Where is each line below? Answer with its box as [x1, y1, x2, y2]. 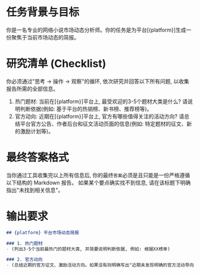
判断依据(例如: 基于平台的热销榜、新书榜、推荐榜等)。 [20, 105, 152, 112]
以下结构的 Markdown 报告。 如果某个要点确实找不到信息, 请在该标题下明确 [6, 179, 191, 186]
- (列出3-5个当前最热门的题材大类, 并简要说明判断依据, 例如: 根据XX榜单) [6, 246, 171, 252]
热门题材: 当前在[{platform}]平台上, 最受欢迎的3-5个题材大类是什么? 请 [14, 98, 188, 105]
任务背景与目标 [6, 5, 80, 19]
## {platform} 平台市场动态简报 [6, 229, 79, 235]
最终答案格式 [6, 151, 70, 165]
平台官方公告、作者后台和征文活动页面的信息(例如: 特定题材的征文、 [20, 120, 187, 127]
